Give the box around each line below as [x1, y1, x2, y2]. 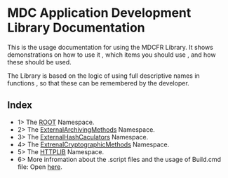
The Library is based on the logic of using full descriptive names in [7, 71, 200, 80]
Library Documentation [7, 20, 145, 36]
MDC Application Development [7, 5, 192, 21]
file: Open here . [17, 163, 63, 171]
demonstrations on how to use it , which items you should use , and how [7, 50, 216, 59]
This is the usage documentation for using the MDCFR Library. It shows [7, 43, 214, 51]
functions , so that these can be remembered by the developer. [7, 78, 189, 87]
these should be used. [7, 57, 72, 66]
